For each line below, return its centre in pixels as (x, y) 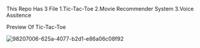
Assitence (19, 15)
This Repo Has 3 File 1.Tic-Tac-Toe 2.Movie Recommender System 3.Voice (100, 9)
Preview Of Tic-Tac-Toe (36, 27)
